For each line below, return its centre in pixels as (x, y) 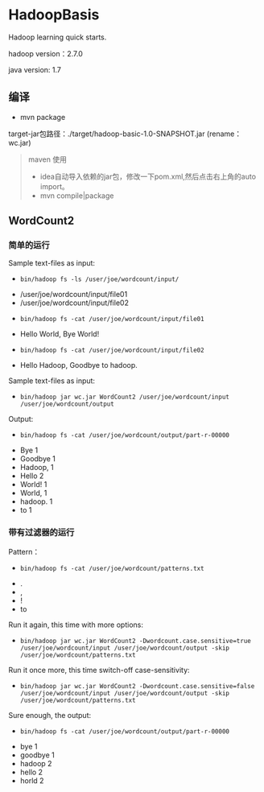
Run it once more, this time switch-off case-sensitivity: (99, 670)
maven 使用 (47, 159)
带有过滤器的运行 (41, 533)
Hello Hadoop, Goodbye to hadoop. (79, 365)
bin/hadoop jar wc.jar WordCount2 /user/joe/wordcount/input (125, 397)
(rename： (224, 134)
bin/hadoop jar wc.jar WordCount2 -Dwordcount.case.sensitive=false (137, 686)
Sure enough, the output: (50, 715)
